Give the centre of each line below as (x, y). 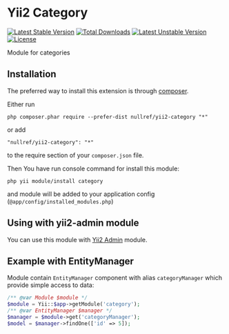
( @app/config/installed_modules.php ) (60, 201)
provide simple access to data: (51, 285)
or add (17, 130)
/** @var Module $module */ (48, 298)
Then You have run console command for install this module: (93, 168)
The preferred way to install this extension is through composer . (98, 90)
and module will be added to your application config (81, 194)
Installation (32, 74)
